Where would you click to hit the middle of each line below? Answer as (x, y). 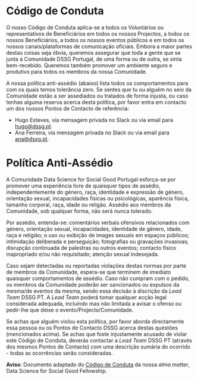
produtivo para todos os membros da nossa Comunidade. (77, 71)
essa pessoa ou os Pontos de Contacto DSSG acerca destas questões (92, 328)
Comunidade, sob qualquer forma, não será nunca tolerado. (79, 211)
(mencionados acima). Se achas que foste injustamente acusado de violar (97, 334)
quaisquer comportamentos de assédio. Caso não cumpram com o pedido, (98, 278)
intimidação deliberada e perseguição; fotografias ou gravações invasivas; (98, 241)
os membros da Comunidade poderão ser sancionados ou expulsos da (93, 284)
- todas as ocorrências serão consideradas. (59, 353)
